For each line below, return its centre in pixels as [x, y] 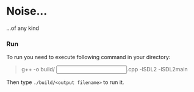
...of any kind [23, 28]
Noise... [27, 11]
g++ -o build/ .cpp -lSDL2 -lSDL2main [104, 69]
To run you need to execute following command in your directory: [88, 57]
